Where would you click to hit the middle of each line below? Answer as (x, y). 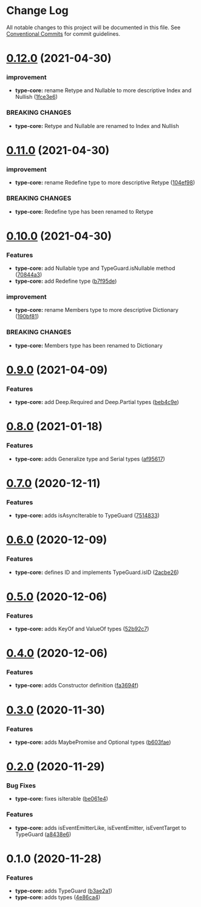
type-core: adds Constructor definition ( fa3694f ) (77, 686)
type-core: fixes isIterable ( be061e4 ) (61, 799)
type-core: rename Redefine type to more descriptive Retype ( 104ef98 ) (105, 183)
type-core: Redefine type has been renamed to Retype (84, 211)
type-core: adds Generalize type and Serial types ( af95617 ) (90, 459)
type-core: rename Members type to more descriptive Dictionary (97, 310)
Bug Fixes (21, 786)
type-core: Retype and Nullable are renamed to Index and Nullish (97, 126)
